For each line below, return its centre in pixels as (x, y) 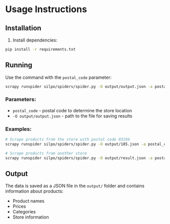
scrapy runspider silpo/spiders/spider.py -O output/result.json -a (79, 158)
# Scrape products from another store (46, 153)
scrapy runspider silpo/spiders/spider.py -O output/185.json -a (75, 144)
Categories (24, 212)
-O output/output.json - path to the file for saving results (72, 116)
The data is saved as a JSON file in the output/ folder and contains (75, 186)
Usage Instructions (46, 9)
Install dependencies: (35, 40)
